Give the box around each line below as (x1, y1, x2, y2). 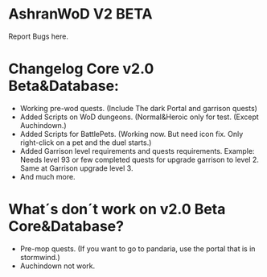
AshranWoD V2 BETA (8, 5, 153, 23)
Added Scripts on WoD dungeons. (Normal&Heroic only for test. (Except (19, 112, 259, 122)
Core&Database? (8, 217, 125, 236)
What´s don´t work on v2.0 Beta (8, 201, 226, 218)
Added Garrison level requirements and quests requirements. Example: (19, 146, 255, 155)
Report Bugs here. (8, 31, 68, 41)
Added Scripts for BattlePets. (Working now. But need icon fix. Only (19, 129, 244, 138)
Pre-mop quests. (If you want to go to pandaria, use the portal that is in (19, 243, 256, 254)
